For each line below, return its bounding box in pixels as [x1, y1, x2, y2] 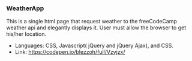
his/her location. [6, 30, 47, 38]
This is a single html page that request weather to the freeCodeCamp [6, 18, 177, 25]
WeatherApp [6, 4, 44, 13]
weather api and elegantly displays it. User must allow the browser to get [6, 24, 187, 31]
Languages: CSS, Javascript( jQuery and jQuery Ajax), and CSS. [14, 42, 174, 49]
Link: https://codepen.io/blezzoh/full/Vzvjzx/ [14, 48, 125, 56]
